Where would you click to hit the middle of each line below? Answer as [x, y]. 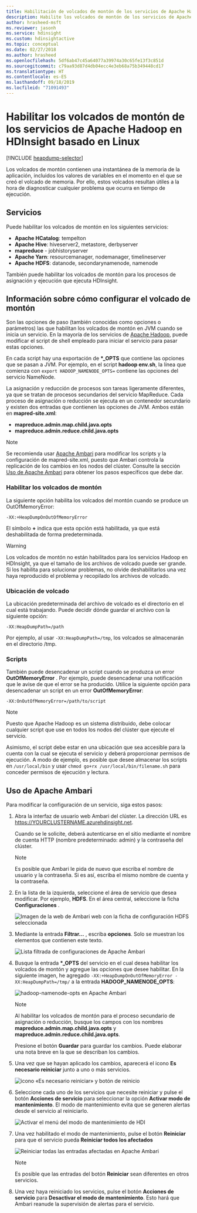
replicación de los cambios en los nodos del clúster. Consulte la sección [93, 466]
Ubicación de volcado [38, 591]
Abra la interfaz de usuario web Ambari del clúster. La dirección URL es [101, 816]
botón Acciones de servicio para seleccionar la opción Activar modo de [102, 1099]
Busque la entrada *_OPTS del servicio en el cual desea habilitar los [96, 963]
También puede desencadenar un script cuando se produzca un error [90, 672]
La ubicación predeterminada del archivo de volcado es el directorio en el [95, 604]
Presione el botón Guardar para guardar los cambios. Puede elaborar [98, 1046]
